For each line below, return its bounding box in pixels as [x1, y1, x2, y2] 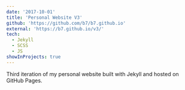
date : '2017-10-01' [6, 8, 56, 15]
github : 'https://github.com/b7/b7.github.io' [6, 20, 126, 26]
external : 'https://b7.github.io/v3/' [6, 25, 104, 32]
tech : [6, 31, 20, 37]
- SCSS [12, 43, 29, 49]
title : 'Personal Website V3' [6, 14, 83, 21]
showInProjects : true [6, 54, 61, 60]
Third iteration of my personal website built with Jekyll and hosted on [6, 70, 179, 77]
